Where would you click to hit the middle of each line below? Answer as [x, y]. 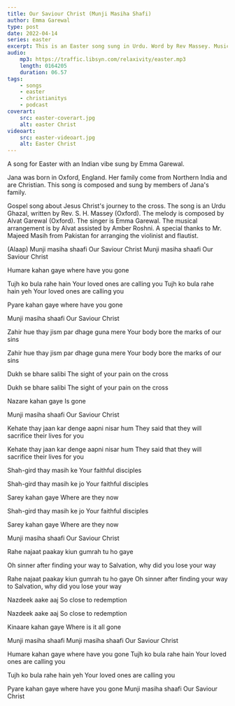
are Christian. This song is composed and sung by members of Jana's [108, 185]
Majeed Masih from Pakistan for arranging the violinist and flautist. [103, 236]
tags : [15, 79]
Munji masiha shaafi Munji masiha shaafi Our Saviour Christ [93, 641]
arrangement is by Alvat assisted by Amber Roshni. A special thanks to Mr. [114, 228]
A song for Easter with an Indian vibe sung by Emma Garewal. [96, 164]
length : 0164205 [44, 66]
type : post [23, 27]
